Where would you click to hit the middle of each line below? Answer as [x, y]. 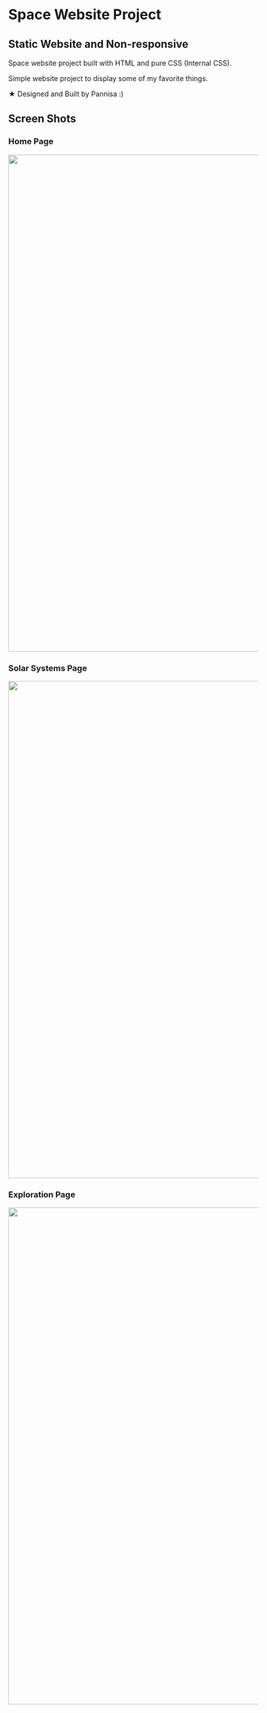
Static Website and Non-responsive [99, 44]
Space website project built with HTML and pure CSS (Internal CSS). [120, 63]
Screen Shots [43, 119]
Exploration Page [42, 1194]
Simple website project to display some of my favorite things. [108, 78]
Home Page [31, 142]
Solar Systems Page [48, 668]
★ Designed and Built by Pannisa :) [66, 94]
